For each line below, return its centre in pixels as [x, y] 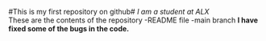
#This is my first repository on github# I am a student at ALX [109, 12]
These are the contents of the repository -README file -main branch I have [133, 20]
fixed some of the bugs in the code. [69, 29]
